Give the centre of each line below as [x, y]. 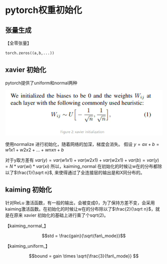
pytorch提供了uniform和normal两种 [41, 83]
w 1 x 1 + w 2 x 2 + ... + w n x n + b [35, 149]
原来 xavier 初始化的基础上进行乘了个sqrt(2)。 [61, 215]
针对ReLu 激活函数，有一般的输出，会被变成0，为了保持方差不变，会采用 [80, 203]
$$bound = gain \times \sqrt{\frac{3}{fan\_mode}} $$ [84, 256]
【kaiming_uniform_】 [28, 246]
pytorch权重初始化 [44, 10]
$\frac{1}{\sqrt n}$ [33, 172]
